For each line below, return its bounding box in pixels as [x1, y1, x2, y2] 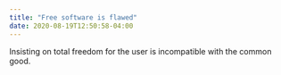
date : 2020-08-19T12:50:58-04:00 [9, 21, 134, 30]
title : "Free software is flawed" [9, 12, 138, 22]
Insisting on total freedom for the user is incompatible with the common [9, 46, 272, 56]
